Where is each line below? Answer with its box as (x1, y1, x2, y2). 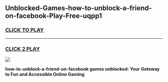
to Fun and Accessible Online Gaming (5, 71, 85, 77)
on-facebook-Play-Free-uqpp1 (5, 12, 102, 20)
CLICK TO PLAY (5, 27, 44, 34)
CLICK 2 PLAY (5, 45, 40, 52)
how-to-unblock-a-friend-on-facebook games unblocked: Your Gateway (5, 66, 160, 72)
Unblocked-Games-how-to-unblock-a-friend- (5, 4, 152, 12)
